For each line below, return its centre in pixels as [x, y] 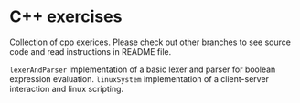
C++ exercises [66, 17]
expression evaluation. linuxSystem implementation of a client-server [139, 78]
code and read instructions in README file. [91, 51]
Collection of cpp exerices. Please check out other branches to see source [150, 42]
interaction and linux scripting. [67, 88]
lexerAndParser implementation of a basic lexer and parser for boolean [143, 69]
